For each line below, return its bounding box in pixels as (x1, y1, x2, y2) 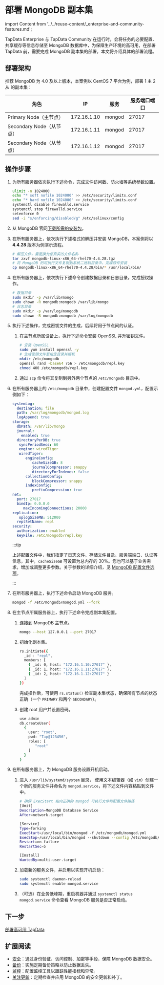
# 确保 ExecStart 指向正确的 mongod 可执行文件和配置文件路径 (19, 799, 135, 804)
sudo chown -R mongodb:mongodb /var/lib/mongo (12, 299, 109, 305)
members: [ (23, 658, 46, 663)
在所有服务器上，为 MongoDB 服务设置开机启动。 (12, 766, 112, 772)
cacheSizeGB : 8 (32, 460, 63, 465)
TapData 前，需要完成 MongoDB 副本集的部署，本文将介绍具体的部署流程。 (5, 48, 157, 54)
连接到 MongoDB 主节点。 (19, 619, 72, 626)
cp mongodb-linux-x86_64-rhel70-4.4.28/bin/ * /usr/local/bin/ (12, 265, 142, 270)
